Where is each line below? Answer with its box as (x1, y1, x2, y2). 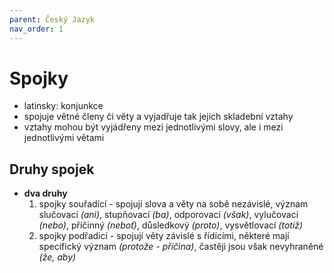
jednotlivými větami (23, 132, 105, 144)
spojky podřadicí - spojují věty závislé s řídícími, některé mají (38, 230, 290, 242)
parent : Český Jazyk (9, 14, 96, 25)
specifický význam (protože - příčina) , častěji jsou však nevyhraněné (38, 241, 324, 253)
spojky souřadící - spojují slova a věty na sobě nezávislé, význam (38, 198, 309, 210)
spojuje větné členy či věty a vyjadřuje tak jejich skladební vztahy (23, 111, 294, 123)
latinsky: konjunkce (23, 100, 104, 112)
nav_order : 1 (9, 24, 64, 34)
